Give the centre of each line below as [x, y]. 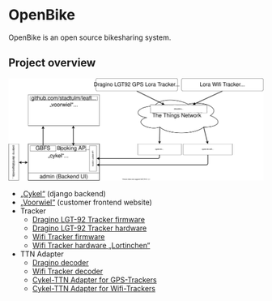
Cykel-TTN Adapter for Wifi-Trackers [94, 289]
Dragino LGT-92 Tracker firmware [89, 220]
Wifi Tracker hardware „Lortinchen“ [91, 246]
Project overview [52, 63]
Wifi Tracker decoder [68, 271]
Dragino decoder [60, 263]
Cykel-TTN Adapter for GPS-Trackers [94, 280]
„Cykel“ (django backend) [63, 194]
